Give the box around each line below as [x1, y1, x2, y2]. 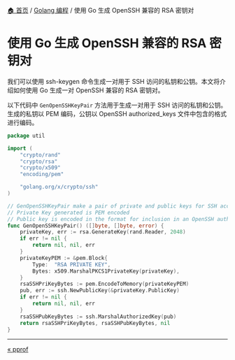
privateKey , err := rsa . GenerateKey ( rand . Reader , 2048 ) [20, 229, 187, 236]
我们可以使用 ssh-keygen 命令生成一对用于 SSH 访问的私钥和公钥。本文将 [7, 77, 220, 85]
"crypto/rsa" [20, 158, 58, 165]
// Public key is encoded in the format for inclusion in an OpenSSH [7, 215, 215, 222]
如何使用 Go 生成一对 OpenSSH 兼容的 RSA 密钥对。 [13, 86, 164, 94]
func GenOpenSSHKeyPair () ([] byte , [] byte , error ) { [7, 222, 164, 229]
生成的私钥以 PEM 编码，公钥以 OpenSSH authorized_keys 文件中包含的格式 [7, 109, 227, 117]
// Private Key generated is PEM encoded [7, 209, 130, 216]
